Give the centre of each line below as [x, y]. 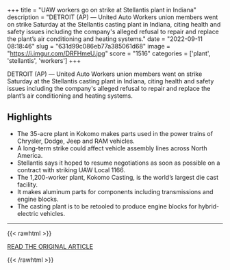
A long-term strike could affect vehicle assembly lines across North [112, 148]
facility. [27, 185]
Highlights [30, 117]
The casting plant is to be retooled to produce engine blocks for [107, 206]
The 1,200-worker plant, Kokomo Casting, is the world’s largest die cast [118, 177]
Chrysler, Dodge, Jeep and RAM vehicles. [76, 141]
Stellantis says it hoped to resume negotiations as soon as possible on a [118, 163]
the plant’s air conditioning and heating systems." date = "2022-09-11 [105, 39]
